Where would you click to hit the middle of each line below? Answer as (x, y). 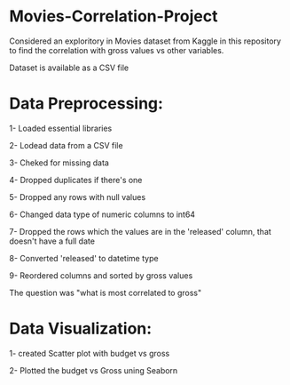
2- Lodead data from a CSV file (66, 145)
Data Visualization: (81, 329)
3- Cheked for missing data (59, 163)
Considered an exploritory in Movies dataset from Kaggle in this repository (145, 41)
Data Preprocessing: (86, 104)
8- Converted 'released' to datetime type (84, 258)
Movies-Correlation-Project (114, 16)
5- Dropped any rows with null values (78, 197)
